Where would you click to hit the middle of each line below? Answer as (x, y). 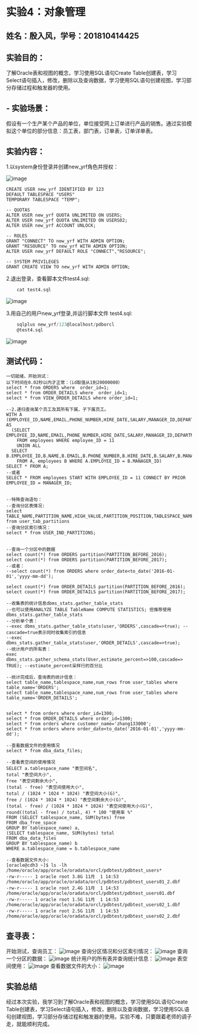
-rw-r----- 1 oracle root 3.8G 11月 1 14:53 (62, 877)
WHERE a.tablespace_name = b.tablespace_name (63, 849)
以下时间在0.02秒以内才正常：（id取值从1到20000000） (64, 383)
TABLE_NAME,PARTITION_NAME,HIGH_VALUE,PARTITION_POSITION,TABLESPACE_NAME (100, 516)
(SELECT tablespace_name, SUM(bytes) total (60, 833)
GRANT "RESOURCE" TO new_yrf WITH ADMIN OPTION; (67, 246)
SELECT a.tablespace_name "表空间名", (52, 769)
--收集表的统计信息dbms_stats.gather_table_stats (65, 603)
